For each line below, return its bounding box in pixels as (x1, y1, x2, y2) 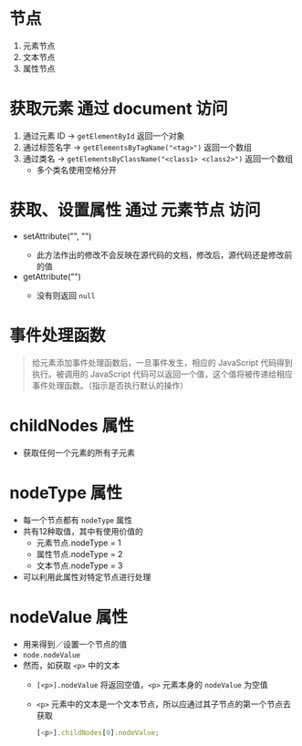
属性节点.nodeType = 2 (36, 548, 123, 559)
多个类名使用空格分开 (36, 164, 117, 175)
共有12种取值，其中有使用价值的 (22, 525, 144, 536)
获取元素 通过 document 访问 (9, 98, 228, 119)
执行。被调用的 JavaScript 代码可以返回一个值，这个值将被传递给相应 (31, 368, 293, 379)
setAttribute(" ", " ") (22, 230, 92, 242)
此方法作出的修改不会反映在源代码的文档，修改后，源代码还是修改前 (36, 249, 293, 260)
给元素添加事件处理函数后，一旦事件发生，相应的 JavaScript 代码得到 (31, 357, 293, 368)
